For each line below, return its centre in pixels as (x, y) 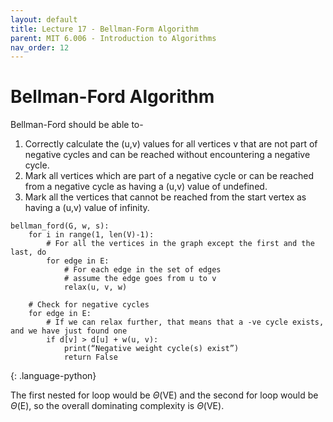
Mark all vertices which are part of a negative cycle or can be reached (169, 176)
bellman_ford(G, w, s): (60, 226)
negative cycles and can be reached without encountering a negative (167, 155)
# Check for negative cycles (89, 305)
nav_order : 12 (40, 47)
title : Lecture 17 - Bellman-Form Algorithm (104, 29)
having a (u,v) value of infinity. (87, 208)
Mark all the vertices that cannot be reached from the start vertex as (165, 197)
